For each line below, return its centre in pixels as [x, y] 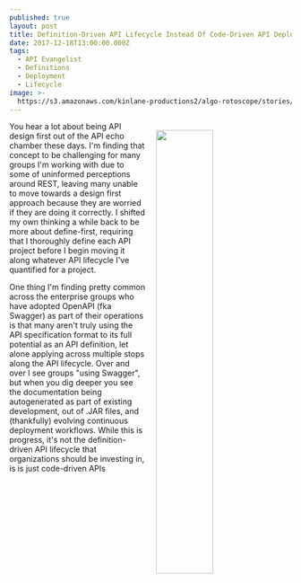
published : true [39, 18]
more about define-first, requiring [71, 232]
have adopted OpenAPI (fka [60, 306]
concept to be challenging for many [75, 155]
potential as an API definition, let [69, 344]
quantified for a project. [53, 269]
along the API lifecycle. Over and [69, 364]
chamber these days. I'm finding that [77, 146]
